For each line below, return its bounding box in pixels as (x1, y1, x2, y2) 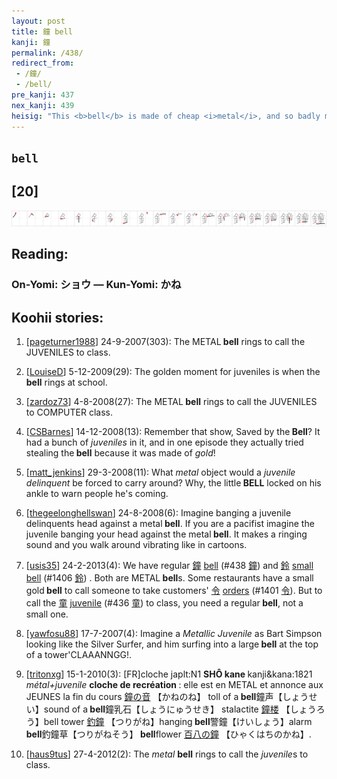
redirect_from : (11, 58, 75, 69)
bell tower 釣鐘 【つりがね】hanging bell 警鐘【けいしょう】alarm (43, 715, 313, 727)
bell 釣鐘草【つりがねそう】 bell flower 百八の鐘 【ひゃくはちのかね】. (25, 728, 312, 740)
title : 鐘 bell (11, 26, 73, 37)
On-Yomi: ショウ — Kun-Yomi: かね (11, 278, 182, 292)
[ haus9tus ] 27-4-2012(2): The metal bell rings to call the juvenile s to (25, 748, 309, 760)
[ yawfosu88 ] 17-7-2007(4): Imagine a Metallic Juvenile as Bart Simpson (25, 627, 323, 639)
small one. (25, 608, 69, 620)
